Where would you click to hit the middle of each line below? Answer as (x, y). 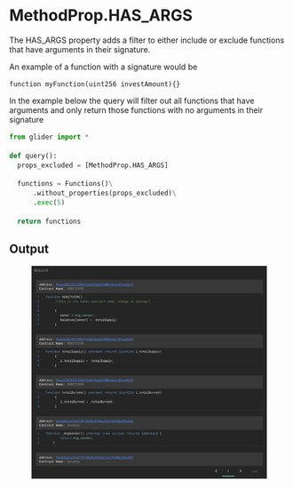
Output (29, 249)
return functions (49, 221)
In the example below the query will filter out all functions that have (132, 100)
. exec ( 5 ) (49, 203)
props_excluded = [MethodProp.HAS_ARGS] (93, 165)
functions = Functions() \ (65, 184)
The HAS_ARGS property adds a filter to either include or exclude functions (147, 40)
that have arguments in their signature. (80, 49)
